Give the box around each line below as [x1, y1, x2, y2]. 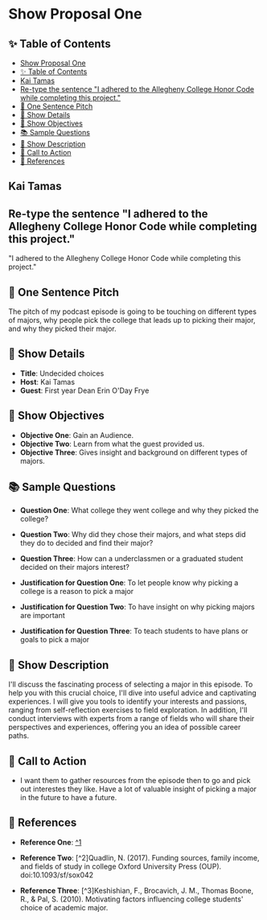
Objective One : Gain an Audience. [19, 430, 134, 439]
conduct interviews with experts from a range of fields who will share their [8, 714, 255, 724]
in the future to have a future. [19, 793, 117, 802]
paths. [8, 731, 30, 741]
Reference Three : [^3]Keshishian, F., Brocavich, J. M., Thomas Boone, [19, 885, 254, 895]
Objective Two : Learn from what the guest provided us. [19, 439, 205, 448]
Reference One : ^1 [19, 837, 82, 847]
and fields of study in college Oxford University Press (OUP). [19, 861, 222, 871]
